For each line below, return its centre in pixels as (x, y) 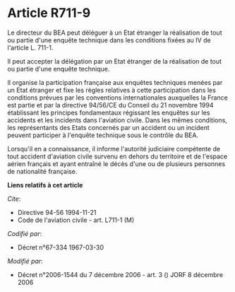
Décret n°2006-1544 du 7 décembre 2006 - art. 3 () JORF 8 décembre (120, 274)
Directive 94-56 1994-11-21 (57, 212)
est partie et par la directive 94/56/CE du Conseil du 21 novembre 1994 (110, 105)
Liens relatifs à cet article (45, 185)
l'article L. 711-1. (30, 47)
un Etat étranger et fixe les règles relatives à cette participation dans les (112, 90)
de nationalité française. (42, 171)
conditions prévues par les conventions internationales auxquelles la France (117, 98)
